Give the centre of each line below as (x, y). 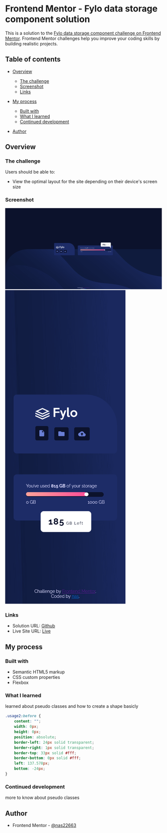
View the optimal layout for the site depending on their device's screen (85, 182)
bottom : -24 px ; (30, 769)
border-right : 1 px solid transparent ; (54, 748)
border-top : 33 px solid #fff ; (45, 753)
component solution (48, 19)
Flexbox (20, 683)
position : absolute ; (35, 737)
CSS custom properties (36, 677)
